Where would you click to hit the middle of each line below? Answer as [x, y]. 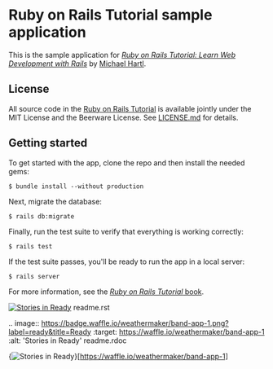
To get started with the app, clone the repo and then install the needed [127, 163]
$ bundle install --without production [76, 186]
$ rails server [34, 276]
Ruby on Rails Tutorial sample [110, 15]
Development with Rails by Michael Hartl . [77, 64]
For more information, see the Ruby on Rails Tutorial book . [106, 292]
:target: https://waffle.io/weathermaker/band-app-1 [179, 332]
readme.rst [91, 307]
